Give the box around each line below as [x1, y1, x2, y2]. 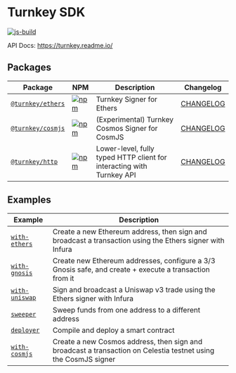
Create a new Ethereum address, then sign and [52, 227, 207, 236]
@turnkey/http [11, 158, 58, 165]
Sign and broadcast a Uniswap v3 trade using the [52, 284, 216, 294]
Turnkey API [96, 170, 136, 179]
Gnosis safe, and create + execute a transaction [52, 265, 210, 274]
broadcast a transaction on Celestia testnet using [52, 346, 215, 355]
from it [52, 273, 74, 283]
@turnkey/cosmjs [11, 124, 65, 132]
